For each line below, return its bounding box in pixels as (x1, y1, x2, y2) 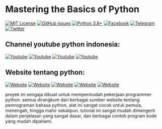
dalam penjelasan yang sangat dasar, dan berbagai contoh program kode (5, 112, 157, 119)
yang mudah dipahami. (5, 118, 53, 124)
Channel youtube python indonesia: (5, 40, 120, 49)
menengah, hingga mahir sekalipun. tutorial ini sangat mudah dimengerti (5, 107, 155, 113)
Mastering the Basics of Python (5, 4, 140, 15)
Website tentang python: (5, 68, 85, 77)
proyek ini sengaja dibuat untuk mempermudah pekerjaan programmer (5, 91, 152, 97)
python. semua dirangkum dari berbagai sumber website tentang (5, 97, 140, 103)
